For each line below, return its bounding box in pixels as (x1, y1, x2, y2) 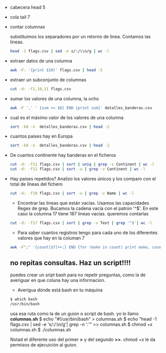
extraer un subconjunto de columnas (10, 77, 87, 83)
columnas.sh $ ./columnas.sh (10, 327, 71, 333)
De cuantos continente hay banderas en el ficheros (10, 152, 116, 158)
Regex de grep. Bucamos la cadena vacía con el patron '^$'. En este (17, 205, 158, 211)
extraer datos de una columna (10, 57, 72, 64)
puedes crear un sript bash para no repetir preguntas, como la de (10, 272, 146, 278)
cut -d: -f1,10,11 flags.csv (10, 86, 71, 91)
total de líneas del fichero (10, 181, 63, 187)
